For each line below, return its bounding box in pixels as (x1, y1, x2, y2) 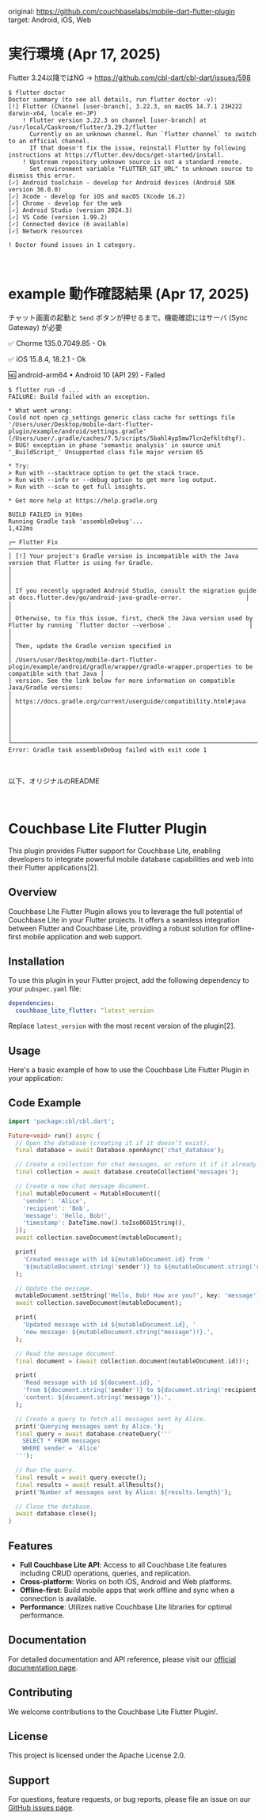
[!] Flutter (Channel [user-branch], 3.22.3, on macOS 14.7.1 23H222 (8, 102, 243, 110)
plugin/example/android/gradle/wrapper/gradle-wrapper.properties (8, 662, 232, 671)
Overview (8, 885, 58, 899)
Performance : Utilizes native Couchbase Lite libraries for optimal (19, 1602, 232, 1611)
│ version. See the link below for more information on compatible (8, 677, 236, 684)
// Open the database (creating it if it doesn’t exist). (15, 1139, 211, 1147)
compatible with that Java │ (8, 669, 104, 677)
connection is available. (19, 1594, 97, 1603)
